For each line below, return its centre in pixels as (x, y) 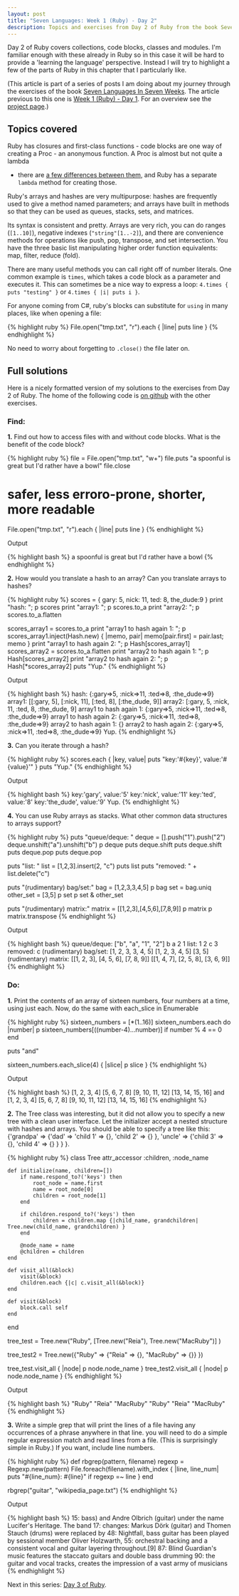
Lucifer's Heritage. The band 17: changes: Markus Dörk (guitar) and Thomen (119, 1525)
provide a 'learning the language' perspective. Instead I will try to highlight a (118, 63)
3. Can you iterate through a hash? (58, 746)
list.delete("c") (28, 874)
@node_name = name (47, 1245)
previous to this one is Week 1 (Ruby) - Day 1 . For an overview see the (110, 99)
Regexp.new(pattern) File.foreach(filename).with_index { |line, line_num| (113, 1469)
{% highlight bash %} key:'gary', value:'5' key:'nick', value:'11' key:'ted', (112, 795)
